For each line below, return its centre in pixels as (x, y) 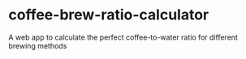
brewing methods (38, 45)
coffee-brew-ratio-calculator (109, 15)
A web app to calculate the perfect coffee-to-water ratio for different (123, 37)
